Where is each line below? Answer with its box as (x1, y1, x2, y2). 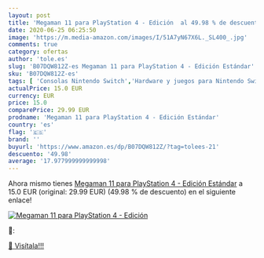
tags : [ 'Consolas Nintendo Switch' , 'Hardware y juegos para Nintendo (8, 77, 244, 85)
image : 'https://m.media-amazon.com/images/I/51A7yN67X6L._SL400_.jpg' (8, 33, 247, 42)
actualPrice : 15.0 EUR (8, 84, 82, 93)
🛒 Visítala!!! (8, 241, 45, 251)
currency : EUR (8, 92, 55, 100)
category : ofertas (8, 48, 68, 56)
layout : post (8, 11, 51, 20)
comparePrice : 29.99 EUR (8, 107, 90, 114)
